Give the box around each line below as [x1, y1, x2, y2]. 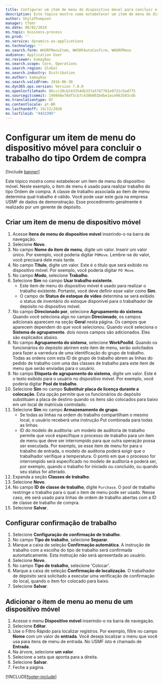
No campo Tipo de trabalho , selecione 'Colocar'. [12, 562, 110, 569]
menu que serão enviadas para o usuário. [12, 365, 96, 371]
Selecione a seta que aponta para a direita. [12, 654, 98, 660]
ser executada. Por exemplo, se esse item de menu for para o [19, 443, 143, 449]
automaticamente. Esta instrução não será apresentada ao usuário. [12, 552, 147, 558]
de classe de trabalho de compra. [12, 499, 80, 506]
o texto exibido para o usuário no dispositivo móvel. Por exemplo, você [12, 375, 154, 382]
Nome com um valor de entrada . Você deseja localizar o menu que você [12, 633, 158, 639]
